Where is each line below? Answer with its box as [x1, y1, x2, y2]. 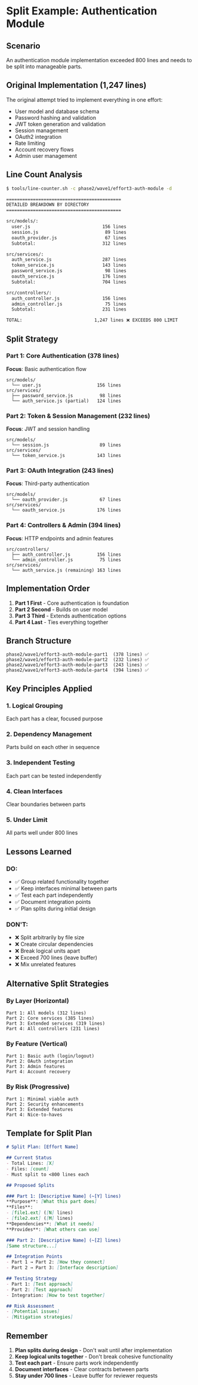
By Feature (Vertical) [6, 1039, 67, 1048]
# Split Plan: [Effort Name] [6, 1144, 79, 1150]
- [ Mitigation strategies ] [6, 1314, 73, 1320]
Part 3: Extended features [6, 1107, 73, 1113]
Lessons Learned [6, 847, 72, 857]
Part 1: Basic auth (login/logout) [6, 1053, 95, 1060]
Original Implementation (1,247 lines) [6, 80, 147, 90]
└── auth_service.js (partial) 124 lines [11, 398, 121, 404]
